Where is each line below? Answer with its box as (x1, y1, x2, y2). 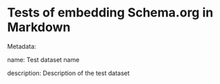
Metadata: (7, 42, 37, 50)
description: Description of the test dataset (7, 69, 130, 77)
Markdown (7, 19, 71, 35)
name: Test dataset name (7, 55, 80, 63)
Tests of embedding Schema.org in (7, 5, 214, 21)
